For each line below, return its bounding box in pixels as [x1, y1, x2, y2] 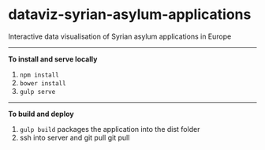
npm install [19, 71, 59, 79]
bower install [19, 79, 66, 88]
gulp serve [19, 88, 56, 96]
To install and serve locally [8, 54, 98, 64]
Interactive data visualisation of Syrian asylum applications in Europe [8, 32, 232, 41]
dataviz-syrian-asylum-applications [8, 6, 252, 24]
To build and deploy [8, 109, 74, 118]
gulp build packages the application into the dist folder [19, 124, 200, 133]
